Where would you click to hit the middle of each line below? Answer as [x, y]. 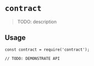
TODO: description [37, 21]
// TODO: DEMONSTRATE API [32, 58]
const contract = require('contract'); [47, 50]
